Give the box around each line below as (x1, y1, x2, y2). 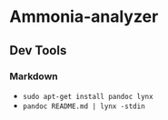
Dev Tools (9, 43, 67, 58)
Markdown (9, 70, 58, 83)
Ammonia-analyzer (9, 6, 159, 27)
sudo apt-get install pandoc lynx (22, 92, 153, 101)
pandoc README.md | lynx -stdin (22, 102, 145, 111)
